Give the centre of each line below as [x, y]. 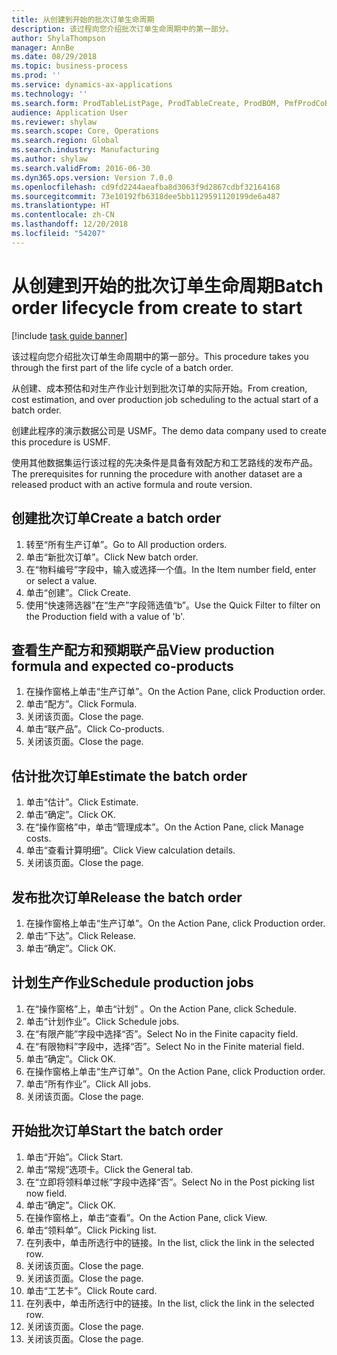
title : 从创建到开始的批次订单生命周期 [83, 19]
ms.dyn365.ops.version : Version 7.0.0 [92, 177]
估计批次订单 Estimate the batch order [129, 776]
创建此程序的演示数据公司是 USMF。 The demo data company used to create [169, 430]
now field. [46, 1193]
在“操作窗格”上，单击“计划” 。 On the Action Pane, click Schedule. [161, 1008]
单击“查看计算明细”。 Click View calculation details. [130, 850]
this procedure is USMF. [61, 442]
